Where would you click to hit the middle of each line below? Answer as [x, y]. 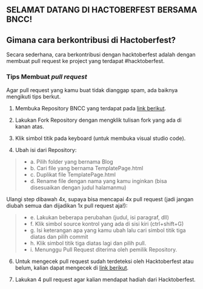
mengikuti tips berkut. [34, 96]
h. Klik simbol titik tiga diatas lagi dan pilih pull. [88, 243]
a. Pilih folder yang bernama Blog [72, 161]
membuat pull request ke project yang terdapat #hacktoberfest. [85, 61]
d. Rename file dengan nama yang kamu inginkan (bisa [98, 181]
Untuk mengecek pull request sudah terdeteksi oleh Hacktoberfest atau [104, 261]
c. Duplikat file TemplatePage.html [73, 174]
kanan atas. [29, 126]
